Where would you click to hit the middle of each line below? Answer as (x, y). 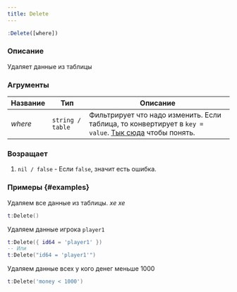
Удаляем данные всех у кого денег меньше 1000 (81, 269)
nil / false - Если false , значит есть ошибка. (87, 169)
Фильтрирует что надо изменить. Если (155, 115)
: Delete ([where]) (33, 33)
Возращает (28, 154)
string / (66, 120)
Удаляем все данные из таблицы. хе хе (66, 202)
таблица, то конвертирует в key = (146, 124)
